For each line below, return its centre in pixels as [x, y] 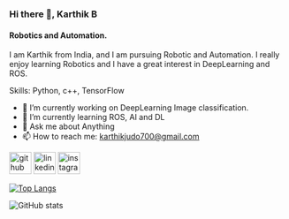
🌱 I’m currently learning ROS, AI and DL [93, 117]
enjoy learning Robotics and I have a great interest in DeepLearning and [140, 64]
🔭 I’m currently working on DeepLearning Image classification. [135, 108]
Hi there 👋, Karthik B [53, 14]
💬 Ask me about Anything [68, 126]
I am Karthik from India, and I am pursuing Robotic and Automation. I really [144, 55]
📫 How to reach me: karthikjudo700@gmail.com [111, 137]
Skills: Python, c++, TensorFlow [67, 91]
